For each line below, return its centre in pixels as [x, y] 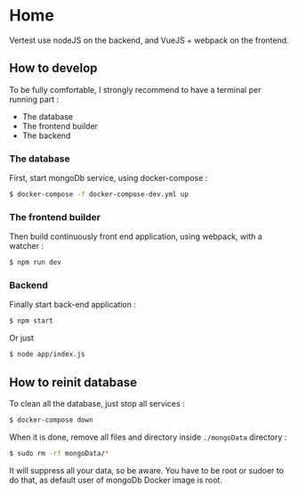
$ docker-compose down [51, 420]
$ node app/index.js [48, 354]
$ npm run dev [36, 263]
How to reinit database [73, 382]
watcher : [27, 246]
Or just [21, 338]
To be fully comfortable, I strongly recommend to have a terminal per [135, 89]
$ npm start [31, 321]
